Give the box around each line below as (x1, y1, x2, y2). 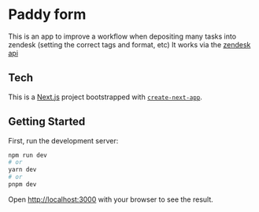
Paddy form (8, 6, 87, 24)
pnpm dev (8, 180, 37, 188)
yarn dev (8, 166, 37, 174)
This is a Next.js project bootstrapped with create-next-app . (8, 92, 203, 102)
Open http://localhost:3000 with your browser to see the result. (8, 195, 214, 204)
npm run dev (8, 151, 47, 159)
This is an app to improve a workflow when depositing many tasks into (8, 32, 237, 41)
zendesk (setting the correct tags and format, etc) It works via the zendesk (8, 39, 251, 49)
